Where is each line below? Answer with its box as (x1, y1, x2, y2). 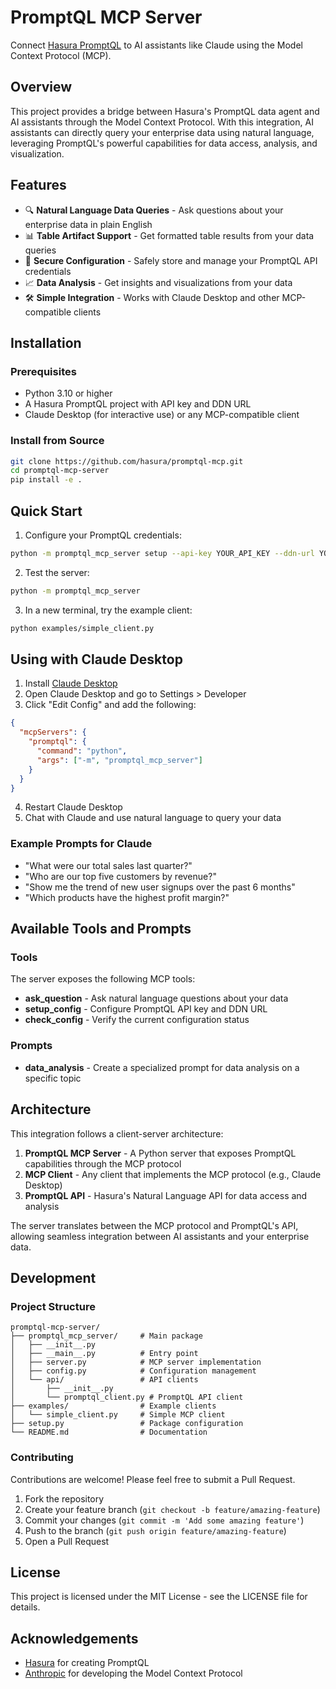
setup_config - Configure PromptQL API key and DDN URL (24, 1003, 268, 1015)
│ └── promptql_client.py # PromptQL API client (10, 1392, 244, 1403)
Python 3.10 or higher (24, 387, 113, 400)
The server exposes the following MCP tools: (10, 973, 196, 985)
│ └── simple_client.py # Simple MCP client (10, 1410, 226, 1420)
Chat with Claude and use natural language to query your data (24, 812, 282, 824)
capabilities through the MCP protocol (24, 1157, 182, 1170)
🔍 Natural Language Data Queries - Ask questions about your (24, 204, 284, 216)
